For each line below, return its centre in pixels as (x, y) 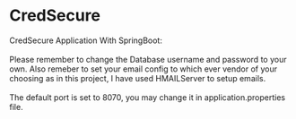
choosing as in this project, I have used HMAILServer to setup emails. (138, 78)
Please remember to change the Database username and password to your (148, 59)
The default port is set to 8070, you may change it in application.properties (148, 97)
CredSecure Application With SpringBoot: (86, 40)
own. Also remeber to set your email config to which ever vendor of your (144, 69)
